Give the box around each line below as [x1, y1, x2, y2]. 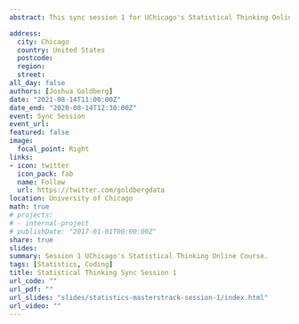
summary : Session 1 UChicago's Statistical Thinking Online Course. [9, 252, 269, 261]
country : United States [17, 45, 105, 54]
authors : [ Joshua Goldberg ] [9, 86, 114, 96]
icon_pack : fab [17, 170, 74, 178]
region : [17, 62, 46, 71]
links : [9, 153, 34, 162]
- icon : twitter [9, 161, 69, 170]
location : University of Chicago [9, 194, 133, 203]
